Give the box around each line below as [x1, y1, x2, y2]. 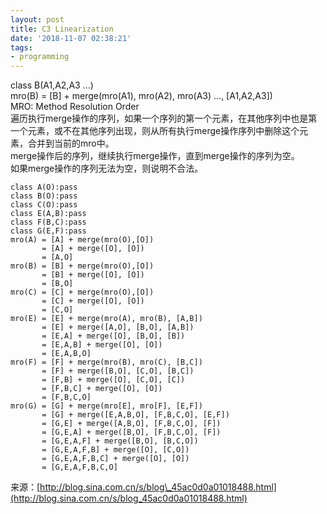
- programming [10, 52, 70, 62]
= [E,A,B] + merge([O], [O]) [41, 340, 163, 350]
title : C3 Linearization [10, 24, 114, 34]
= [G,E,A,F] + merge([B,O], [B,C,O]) [41, 436, 199, 446]
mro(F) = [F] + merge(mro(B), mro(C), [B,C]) [10, 357, 203, 368]
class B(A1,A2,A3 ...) [10, 79, 94, 91]
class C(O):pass [10, 200, 78, 210]
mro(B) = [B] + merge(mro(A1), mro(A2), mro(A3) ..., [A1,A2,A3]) [10, 90, 273, 102]
